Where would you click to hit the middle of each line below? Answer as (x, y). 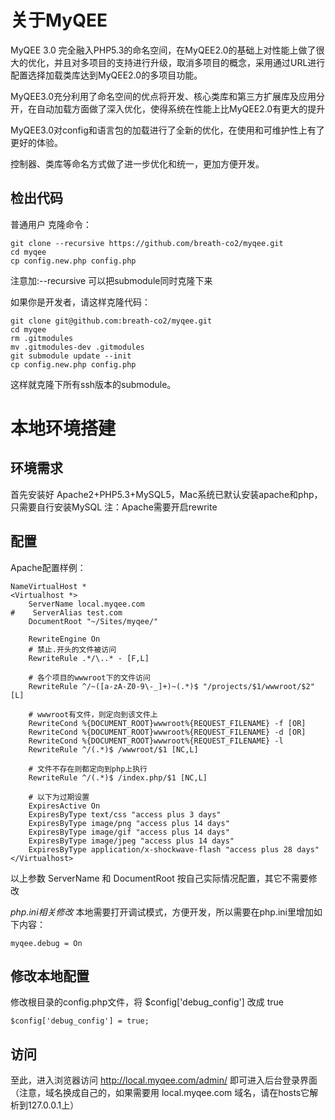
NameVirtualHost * (48, 586)
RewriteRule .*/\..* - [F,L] (89, 658)
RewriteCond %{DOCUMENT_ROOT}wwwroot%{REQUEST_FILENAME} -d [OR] (167, 732)
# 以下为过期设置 (59, 797)
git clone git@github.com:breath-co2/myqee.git (111, 321)
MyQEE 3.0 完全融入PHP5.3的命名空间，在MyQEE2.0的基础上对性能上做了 (163, 50)
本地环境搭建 (63, 428)
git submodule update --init (71, 356)
